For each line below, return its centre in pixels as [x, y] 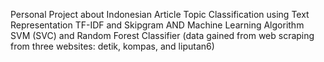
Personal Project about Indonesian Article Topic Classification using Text [160, 14]
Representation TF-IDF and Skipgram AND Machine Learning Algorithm [157, 25]
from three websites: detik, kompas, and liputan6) [112, 46]
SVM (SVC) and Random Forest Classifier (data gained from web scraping [162, 35]
